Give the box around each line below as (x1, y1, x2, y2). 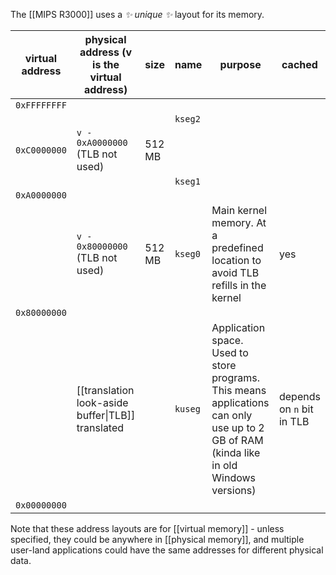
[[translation (76, 384, 135, 397)
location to (211, 254, 262, 267)
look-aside (76, 396, 129, 409)
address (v (79, 45, 133, 59)
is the (92, 58, 120, 71)
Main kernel (211, 204, 268, 217)
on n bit (278, 402, 314, 416)
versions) (211, 484, 257, 497)
